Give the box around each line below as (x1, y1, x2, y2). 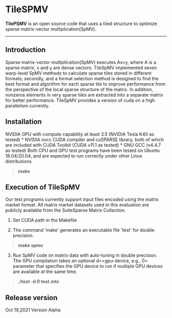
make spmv (17, 242, 44, 248)
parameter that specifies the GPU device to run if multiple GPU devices (12, 263, 163, 269)
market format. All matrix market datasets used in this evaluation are (5, 202, 149, 208)
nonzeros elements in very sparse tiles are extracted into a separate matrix (5, 92, 163, 98)
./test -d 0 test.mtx (17, 279, 59, 285)
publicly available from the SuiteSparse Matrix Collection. (5, 207, 126, 213)
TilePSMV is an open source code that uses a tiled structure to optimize (5, 20, 158, 27)
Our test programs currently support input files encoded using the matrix (5, 196, 159, 202)
